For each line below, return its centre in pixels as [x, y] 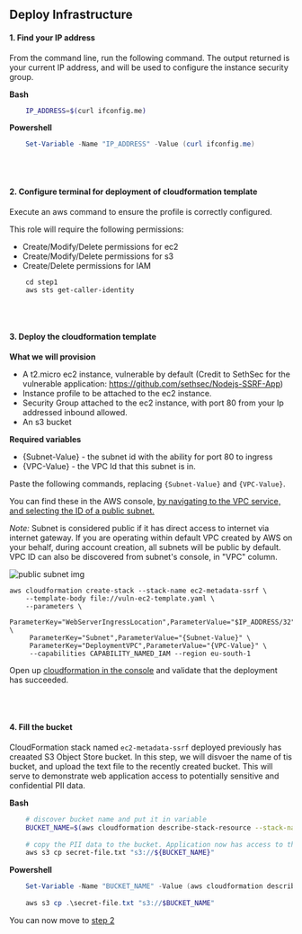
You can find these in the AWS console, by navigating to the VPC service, [145, 501]
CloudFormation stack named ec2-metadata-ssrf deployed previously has [146, 747]
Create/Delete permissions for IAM [86, 265]
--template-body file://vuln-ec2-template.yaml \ [120, 598]
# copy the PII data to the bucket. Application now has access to [154, 844]
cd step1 [42, 282]
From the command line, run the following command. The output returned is [150, 58]
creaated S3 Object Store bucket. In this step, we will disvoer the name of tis [151, 756]
